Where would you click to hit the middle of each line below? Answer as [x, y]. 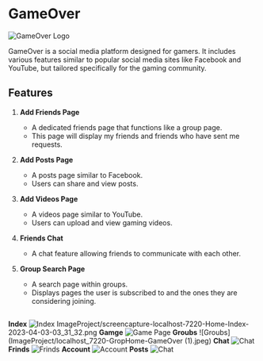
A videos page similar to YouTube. [87, 214]
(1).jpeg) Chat [207, 341]
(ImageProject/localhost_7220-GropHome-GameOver [96, 341]
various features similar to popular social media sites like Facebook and [125, 60]
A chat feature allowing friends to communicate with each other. [136, 253]
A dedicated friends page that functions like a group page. [127, 127]
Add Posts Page [46, 159]
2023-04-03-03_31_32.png [53, 332]
